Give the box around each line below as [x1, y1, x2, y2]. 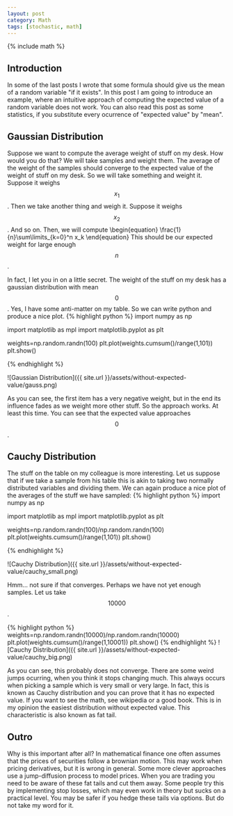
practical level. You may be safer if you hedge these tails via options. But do [7, 794, 225, 802]
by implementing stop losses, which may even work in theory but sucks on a [7, 787, 226, 795]
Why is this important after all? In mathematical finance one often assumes [7, 749, 221, 758]
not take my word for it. [7, 801, 74, 810]
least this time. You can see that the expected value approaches [7, 408, 191, 417]
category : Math [7, 17, 51, 24]
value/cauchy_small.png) [7, 568, 79, 576]
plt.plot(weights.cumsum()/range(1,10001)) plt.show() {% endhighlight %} [7, 638, 217, 647]
